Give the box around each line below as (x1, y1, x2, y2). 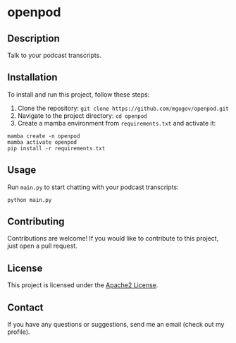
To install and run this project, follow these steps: (7, 90, 150, 99)
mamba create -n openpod (7, 132, 80, 140)
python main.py (7, 196, 52, 203)
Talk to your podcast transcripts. (7, 51, 102, 59)
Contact (7, 301, 44, 313)
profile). (7, 327, 30, 336)
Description (7, 32, 60, 44)
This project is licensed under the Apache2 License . (7, 281, 159, 289)
